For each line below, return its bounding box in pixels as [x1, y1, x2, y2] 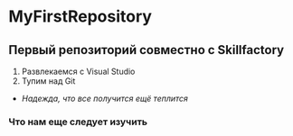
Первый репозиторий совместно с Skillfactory [8, 42, 285, 58]
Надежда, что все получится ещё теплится [21, 93, 189, 104]
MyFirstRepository [8, 6, 153, 27]
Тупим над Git [21, 76, 76, 86]
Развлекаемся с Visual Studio [21, 66, 136, 77]
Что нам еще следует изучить [8, 115, 148, 128]
